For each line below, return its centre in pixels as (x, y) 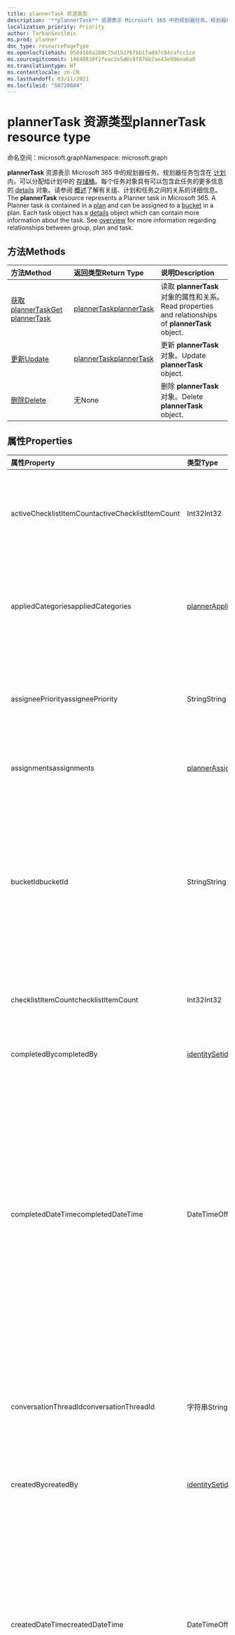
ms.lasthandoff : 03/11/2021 (48, 79)
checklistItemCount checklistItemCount (74, 999)
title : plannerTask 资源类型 (48, 14)
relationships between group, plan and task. (71, 227)
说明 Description (187, 273)
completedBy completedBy (54, 1054)
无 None (86, 400)
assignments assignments (52, 768)
